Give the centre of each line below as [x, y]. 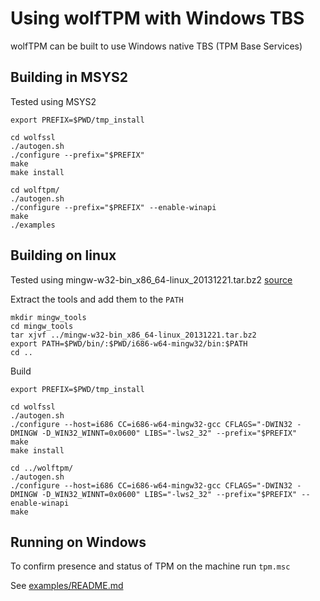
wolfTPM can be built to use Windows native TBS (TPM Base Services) [156, 46]
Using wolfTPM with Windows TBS [157, 18]
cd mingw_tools [42, 326]
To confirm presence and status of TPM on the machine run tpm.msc [150, 566]
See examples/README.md [67, 586]
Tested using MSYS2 [53, 101]
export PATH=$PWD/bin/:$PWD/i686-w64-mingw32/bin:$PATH [129, 343]
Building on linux [63, 255]
